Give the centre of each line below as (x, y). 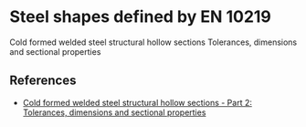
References (43, 81)
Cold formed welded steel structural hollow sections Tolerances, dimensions (153, 42)
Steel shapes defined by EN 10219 (141, 17)
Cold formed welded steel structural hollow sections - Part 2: (137, 102)
